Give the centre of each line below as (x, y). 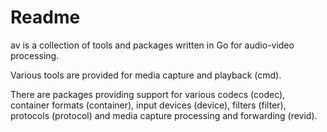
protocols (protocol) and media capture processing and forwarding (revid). (164, 115)
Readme (45, 17)
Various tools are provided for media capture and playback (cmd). (146, 75)
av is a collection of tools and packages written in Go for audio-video (152, 45)
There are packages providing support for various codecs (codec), (148, 94)
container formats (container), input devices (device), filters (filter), (148, 105)
